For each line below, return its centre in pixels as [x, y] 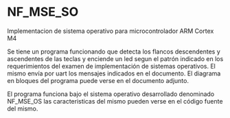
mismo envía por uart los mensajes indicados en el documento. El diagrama [114, 73]
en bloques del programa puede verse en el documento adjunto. [98, 80]
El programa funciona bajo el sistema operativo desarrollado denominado [111, 94]
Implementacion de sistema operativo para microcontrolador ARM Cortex [111, 31]
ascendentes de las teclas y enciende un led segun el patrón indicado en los [115, 58]
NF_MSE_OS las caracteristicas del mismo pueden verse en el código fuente [115, 101]
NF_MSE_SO [43, 12]
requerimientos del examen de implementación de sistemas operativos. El [112, 66]
